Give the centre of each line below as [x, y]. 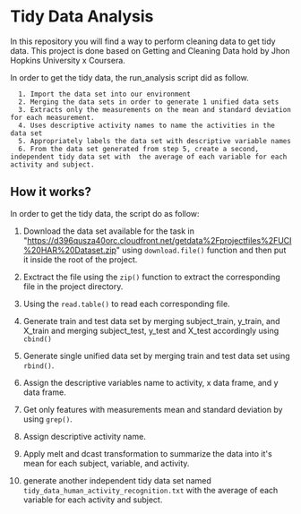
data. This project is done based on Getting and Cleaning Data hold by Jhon [150, 50]
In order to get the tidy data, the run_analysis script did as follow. [129, 77]
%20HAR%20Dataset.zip [70, 250]
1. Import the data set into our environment [105, 94]
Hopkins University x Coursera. [68, 60]
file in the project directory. [73, 286]
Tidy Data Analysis [82, 17]
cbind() [37, 339]
